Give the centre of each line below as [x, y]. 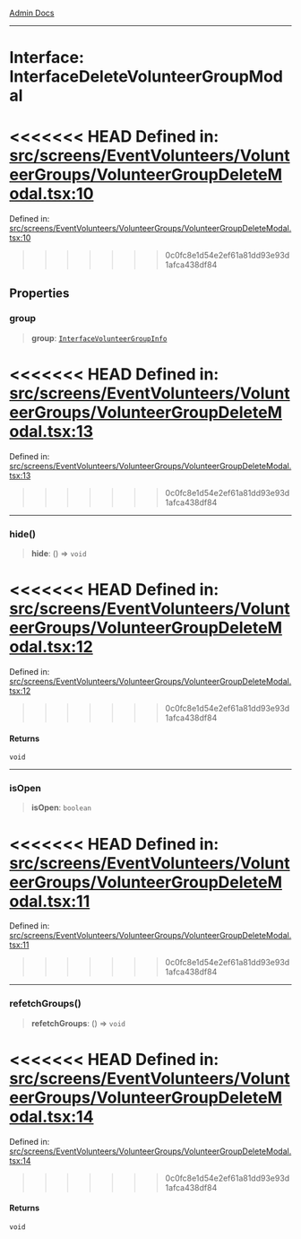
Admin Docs [32, 13]
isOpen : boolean [61, 807]
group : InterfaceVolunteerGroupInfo [99, 338]
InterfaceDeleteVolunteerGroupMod [146, 77]
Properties [39, 293]
